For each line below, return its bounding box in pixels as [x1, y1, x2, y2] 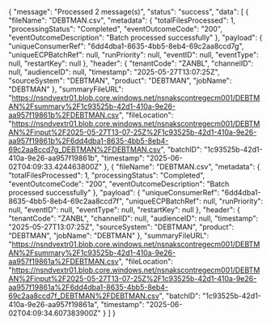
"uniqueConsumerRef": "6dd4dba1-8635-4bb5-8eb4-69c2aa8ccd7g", [8, 41, 244, 51]
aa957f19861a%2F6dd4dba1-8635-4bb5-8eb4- [8, 283, 168, 292]
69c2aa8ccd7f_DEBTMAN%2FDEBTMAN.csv [8, 291, 160, 301]
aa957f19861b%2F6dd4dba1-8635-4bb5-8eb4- [8, 136, 169, 145]
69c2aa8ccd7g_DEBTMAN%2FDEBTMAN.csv [8, 145, 161, 154]
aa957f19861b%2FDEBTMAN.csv [8, 110, 120, 120]
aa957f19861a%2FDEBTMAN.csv [8, 257, 119, 266]
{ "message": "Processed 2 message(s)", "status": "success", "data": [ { [8, 7, 249, 16]
